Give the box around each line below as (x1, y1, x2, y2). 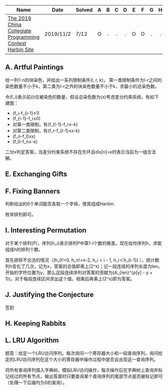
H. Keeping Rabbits (5, 319, 66, 328)
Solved (75, 6, 93, 13)
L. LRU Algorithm (5, 336, 59, 344)
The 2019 (7, 15, 31, 21)
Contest (7, 40, 26, 46)
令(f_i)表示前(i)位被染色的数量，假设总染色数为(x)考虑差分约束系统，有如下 (5, 93, 159, 99)
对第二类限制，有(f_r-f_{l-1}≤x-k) (12, 127, 80, 133)
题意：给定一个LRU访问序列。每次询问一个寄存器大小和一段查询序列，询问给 (5, 350, 163, 356)
